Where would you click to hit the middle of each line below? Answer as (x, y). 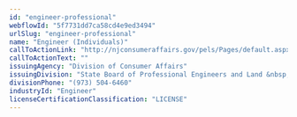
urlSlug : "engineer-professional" (73, 33)
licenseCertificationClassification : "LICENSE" (99, 99)
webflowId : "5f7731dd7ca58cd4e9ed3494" (83, 26)
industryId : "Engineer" (53, 91)
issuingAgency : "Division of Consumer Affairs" (99, 67)
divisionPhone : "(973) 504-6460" (71, 83)
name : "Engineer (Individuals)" (69, 42)
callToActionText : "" (49, 58)
